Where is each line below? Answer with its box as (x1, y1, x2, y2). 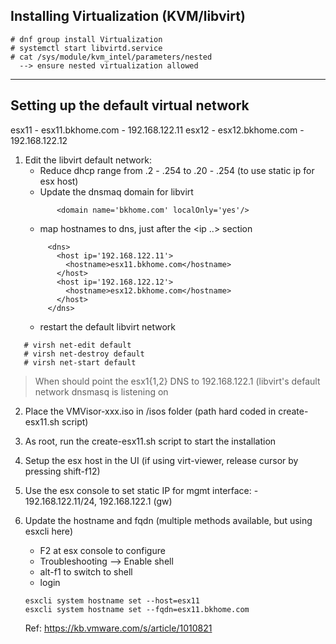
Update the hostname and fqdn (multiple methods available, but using (24, 514, 313, 526)
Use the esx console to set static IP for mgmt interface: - (24, 484, 259, 496)
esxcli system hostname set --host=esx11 (24, 595, 200, 606)
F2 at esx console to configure (39, 544, 166, 556)
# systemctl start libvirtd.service (10, 43, 163, 53)
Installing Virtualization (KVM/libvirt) (10, 8, 246, 25)
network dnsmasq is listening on (34, 385, 169, 398)
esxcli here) (24, 525, 73, 537)
